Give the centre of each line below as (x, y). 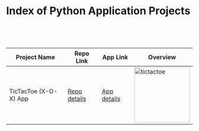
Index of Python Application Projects (98, 11)
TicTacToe (23, 91)
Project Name (35, 57)
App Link (115, 57)
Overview (162, 57)
